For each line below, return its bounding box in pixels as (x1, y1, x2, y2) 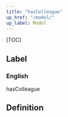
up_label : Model (6, 20, 47, 26)
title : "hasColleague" (6, 8, 63, 15)
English (6, 71, 29, 80)
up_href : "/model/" (6, 14, 55, 20)
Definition (6, 103, 44, 113)
